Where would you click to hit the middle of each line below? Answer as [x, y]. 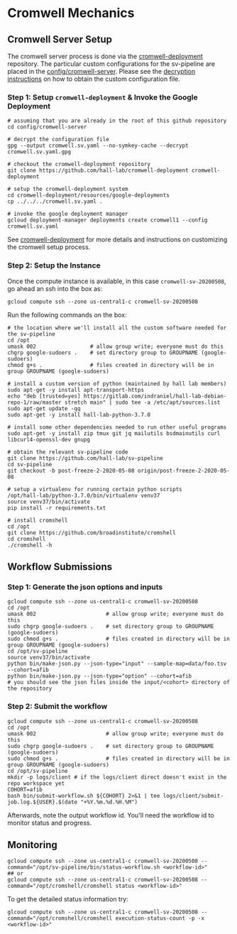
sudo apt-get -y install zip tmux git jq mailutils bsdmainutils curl [114, 433]
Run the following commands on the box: [67, 314]
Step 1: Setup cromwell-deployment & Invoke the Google [103, 97]
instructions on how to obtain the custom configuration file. [94, 79]
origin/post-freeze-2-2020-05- [184, 471]
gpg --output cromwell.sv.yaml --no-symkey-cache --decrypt [98, 146]
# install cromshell [38, 520]
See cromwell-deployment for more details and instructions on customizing [117, 240]
